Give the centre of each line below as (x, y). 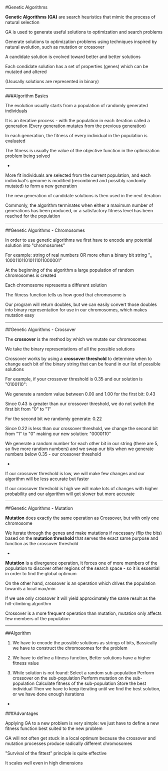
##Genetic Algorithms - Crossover (40, 329)
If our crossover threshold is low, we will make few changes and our (75, 473)
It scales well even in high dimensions (44, 763)
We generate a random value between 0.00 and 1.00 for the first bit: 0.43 (80, 394)
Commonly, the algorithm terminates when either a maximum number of (79, 205)
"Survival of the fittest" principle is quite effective (56, 753)
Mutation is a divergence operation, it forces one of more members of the (81, 563)
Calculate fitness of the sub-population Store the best (91, 683)
